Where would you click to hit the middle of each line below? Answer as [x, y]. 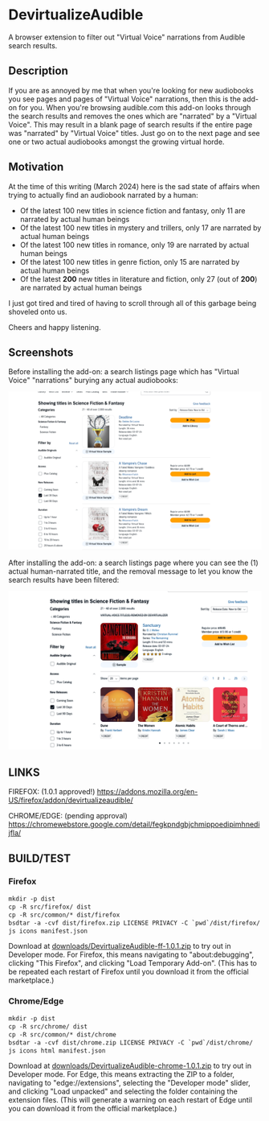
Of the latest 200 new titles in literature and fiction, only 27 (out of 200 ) [139, 278]
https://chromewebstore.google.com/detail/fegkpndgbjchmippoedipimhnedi [134, 824]
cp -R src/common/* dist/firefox [64, 915]
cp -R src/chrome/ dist [48, 1027]
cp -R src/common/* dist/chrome [62, 1035]
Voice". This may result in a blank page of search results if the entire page [130, 124]
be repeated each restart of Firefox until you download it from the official [128, 971]
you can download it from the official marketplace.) [93, 1109]
